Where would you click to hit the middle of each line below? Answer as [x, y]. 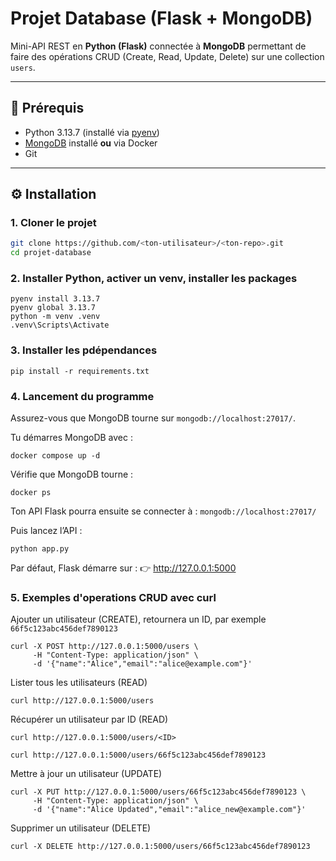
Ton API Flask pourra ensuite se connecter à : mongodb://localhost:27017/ [163, 511]
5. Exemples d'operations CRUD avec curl [113, 597]
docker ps [31, 493]
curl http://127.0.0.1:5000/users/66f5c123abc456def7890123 [138, 755]
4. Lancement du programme [82, 396]
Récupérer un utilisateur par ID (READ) [89, 719]
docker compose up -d [55, 456]
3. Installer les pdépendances [84, 350]
